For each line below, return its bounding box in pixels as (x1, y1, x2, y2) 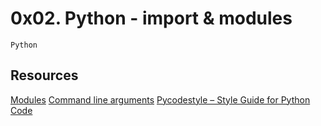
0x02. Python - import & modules (10, 7, 293, 30)
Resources (10, 67, 79, 84)
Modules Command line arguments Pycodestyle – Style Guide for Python (10, 93, 311, 106)
